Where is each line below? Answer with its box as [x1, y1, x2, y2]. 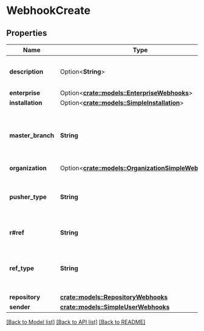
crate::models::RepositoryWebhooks [59, 293, 168, 301]
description [9, 67, 44, 76]
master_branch [9, 131, 55, 140]
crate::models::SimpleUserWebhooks [59, 303, 170, 311]
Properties [6, 28, 47, 38]
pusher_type [9, 193, 47, 201]
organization [9, 164, 47, 172]
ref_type [9, 264, 35, 272]
